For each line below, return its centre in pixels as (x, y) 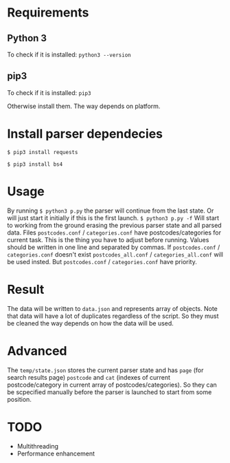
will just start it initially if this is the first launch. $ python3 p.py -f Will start (113, 217)
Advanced (37, 351)
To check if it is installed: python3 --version (69, 54)
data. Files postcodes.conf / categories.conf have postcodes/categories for (114, 233)
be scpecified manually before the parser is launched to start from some (110, 392)
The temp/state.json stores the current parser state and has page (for (105, 370)
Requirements (48, 13)
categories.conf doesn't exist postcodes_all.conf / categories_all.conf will (115, 254)
